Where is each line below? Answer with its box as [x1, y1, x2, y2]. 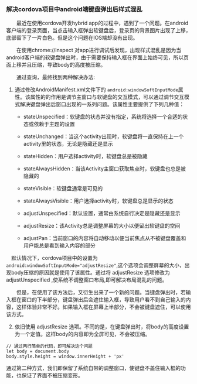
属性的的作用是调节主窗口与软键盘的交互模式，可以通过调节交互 [30, 94, 185, 101]
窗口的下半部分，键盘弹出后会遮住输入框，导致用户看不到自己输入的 [21, 296, 186, 303]
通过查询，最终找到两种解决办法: [16, 74, 96, 81]
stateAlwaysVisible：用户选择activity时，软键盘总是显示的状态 [23, 197, 174, 204]
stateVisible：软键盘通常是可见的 [23, 185, 103, 192]
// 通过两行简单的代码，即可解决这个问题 [6, 344, 93, 349]
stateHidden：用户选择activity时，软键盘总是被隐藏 [23, 153, 148, 160]
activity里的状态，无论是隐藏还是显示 [23, 140, 113, 148]
